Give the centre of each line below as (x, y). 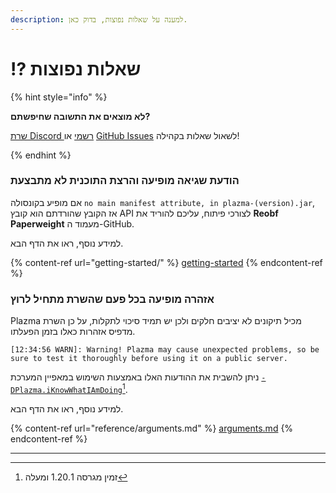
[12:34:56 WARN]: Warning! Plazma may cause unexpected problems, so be (165, 350)
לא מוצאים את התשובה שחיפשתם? (80, 116)
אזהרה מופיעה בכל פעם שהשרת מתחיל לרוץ (112, 299)
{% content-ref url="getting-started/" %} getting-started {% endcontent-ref (166, 262)
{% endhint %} (41, 155)
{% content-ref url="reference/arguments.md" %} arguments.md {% (152, 428)
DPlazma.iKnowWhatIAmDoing (66, 390)
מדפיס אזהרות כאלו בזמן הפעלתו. (73, 332)
